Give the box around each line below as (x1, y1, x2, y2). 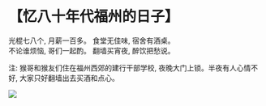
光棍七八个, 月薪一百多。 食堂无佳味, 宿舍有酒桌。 (8, 36, 175, 45)
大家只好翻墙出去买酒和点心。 (19, 73, 119, 83)
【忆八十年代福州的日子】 (8, 7, 180, 26)
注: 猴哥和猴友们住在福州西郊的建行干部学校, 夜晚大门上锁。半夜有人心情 (8, 62, 251, 73)
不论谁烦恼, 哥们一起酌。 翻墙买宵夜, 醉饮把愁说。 (8, 45, 175, 55)
